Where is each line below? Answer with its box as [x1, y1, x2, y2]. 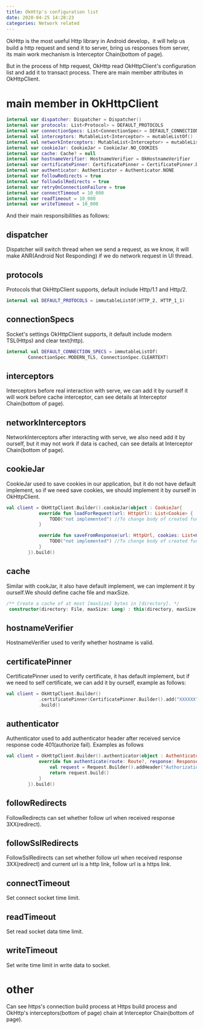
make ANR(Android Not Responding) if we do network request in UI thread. [6, 252, 193, 259]
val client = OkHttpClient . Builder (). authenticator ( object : [6, 753, 164, 759]
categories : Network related [6, 20, 80, 26]
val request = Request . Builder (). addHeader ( [49, 764, 164, 770]
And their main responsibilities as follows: [6, 212, 110, 219]
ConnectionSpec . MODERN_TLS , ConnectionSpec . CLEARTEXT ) [28, 354, 169, 361]
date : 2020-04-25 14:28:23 [6, 15, 74, 21]
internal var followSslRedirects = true [6, 178, 110, 185]
